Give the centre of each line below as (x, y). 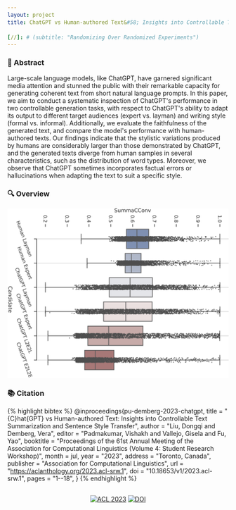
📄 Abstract (26, 63)
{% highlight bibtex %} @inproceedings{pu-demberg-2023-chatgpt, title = (115, 411)
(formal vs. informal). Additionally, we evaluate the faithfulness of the (107, 123)
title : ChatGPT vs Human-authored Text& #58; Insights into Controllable (116, 22)
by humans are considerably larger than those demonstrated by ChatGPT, (114, 145)
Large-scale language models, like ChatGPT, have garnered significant (110, 78)
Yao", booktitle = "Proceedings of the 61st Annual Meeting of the (101, 441)
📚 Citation (26, 393)
